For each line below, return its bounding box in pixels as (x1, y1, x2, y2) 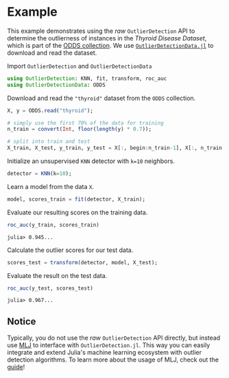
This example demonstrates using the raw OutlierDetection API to (7, 27, 195, 35)
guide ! (7, 363, 25, 371)
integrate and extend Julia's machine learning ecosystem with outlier (7, 349, 202, 357)
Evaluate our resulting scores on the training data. (7, 208, 148, 216)
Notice (7, 316, 36, 327)
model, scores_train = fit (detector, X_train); (7, 196, 146, 203)
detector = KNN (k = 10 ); (7, 171, 72, 177)
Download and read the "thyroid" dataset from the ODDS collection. (7, 94, 196, 102)
